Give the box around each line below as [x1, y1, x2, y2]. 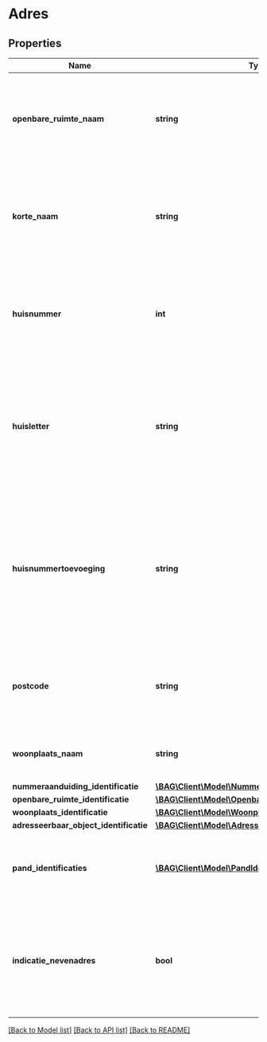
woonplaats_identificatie [12, 807, 109, 818]
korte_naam [12, 211, 59, 221]
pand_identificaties [12, 863, 87, 873]
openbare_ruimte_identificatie [12, 794, 130, 805]
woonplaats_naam [12, 748, 83, 759]
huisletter [12, 421, 50, 431]
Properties [8, 37, 62, 50]
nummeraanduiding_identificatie [12, 781, 139, 792]
